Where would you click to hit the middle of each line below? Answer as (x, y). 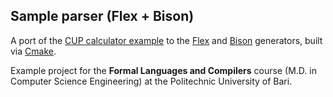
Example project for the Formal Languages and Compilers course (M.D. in (163, 70)
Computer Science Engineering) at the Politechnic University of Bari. (151, 81)
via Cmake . (33, 51)
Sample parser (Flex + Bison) (102, 16)
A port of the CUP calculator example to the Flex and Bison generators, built (166, 40)
